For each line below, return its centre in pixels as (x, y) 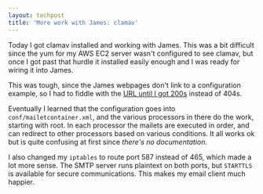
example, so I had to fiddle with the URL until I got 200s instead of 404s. (125, 93)
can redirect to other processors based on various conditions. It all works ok (131, 133)
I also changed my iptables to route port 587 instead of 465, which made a (130, 156)
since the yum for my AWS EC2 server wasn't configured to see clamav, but (131, 53)
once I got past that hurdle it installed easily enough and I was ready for (124, 61)
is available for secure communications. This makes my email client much (127, 174)
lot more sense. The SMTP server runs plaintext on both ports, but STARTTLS (130, 165)
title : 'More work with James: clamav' (73, 23)
